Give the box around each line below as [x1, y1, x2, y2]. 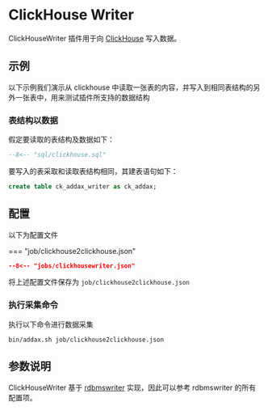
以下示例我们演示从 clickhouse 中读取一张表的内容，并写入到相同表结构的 [8, 82, 253, 92]
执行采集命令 [8, 299, 59, 311]
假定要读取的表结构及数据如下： [8, 135, 115, 145]
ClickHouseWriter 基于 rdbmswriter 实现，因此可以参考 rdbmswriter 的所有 [8, 383, 257, 392]
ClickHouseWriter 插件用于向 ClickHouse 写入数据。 [8, 33, 182, 43]
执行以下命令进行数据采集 [8, 319, 94, 329]
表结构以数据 [8, 115, 59, 126]
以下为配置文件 [8, 230, 58, 239]
